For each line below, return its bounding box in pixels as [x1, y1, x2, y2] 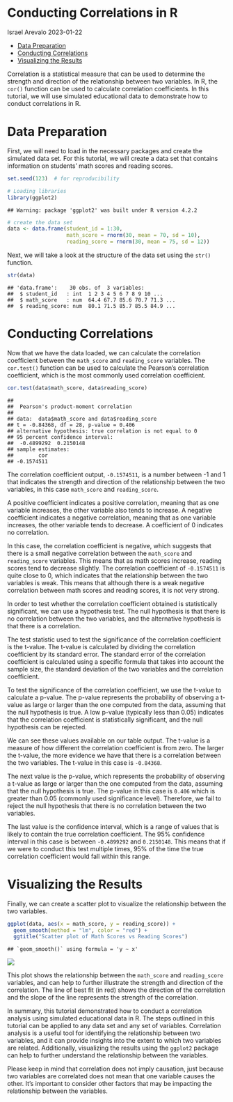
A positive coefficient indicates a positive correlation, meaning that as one [7, 498, 219, 506]
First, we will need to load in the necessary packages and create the [7, 146, 203, 155]
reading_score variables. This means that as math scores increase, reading [7, 556, 222, 565]
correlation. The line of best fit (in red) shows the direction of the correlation [7, 986, 226, 994]
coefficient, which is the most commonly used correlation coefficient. [7, 371, 207, 379]
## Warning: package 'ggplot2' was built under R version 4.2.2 [7, 207, 198, 214]
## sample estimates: [7, 446, 70, 453]
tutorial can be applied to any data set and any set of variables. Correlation [7, 1022, 221, 1030]
